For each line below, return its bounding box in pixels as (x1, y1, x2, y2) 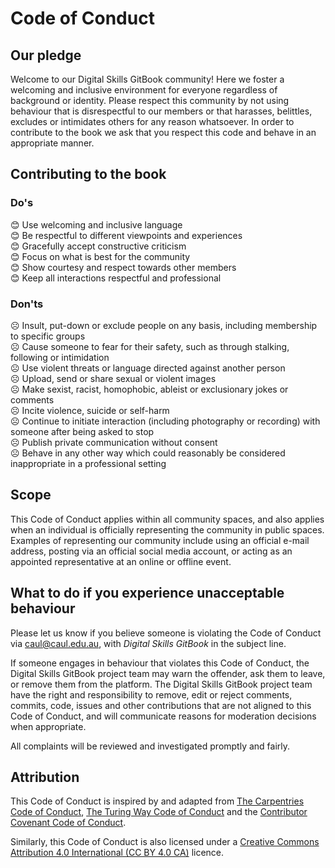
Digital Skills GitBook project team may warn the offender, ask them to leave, (10, 667, 326, 679)
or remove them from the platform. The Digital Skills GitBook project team (10, 678, 313, 690)
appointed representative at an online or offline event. (10, 555, 232, 567)
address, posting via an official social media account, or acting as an (10, 545, 293, 557)
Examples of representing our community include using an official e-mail (10, 534, 310, 546)
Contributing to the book (10, 166, 167, 183)
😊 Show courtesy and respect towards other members (10, 261, 237, 273)
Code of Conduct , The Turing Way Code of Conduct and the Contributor (10, 806, 308, 818)
